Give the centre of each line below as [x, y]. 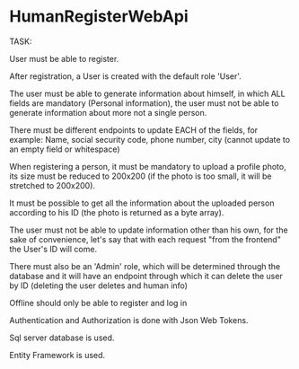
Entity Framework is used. [57, 355]
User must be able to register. [64, 58]
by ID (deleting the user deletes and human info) [99, 286]
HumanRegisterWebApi [99, 17]
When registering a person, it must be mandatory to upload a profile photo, [148, 166]
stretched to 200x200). [53, 185]
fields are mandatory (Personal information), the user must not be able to [144, 103]
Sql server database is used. [62, 338]
